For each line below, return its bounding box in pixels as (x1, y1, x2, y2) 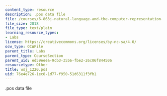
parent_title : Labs (5, 48, 46, 53)
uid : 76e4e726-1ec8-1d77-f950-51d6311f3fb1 (5, 72, 97, 77)
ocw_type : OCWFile (5, 44, 43, 49)
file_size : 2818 (5, 21, 39, 26)
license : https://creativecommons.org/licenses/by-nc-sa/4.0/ (5, 40, 137, 45)
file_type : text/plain (5, 26, 52, 31)
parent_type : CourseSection (5, 53, 64, 58)
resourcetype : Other (5, 62, 48, 67)
